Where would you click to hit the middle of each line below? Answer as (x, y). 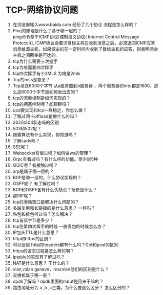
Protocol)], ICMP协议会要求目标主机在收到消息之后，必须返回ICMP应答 (84, 43)
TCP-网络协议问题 (42, 10)
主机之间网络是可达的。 (36, 55)
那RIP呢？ (22, 196)
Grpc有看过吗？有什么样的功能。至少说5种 (55, 159)
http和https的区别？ (32, 238)
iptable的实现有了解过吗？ (39, 257)
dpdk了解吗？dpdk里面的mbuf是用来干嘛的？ (58, 281)
